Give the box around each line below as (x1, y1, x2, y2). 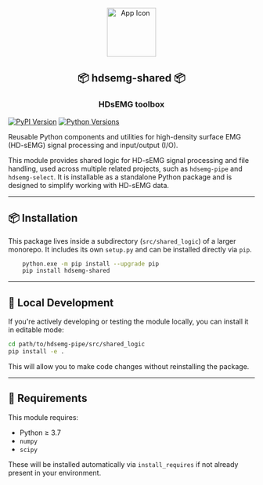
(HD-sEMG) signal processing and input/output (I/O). (8, 140, 178, 150)
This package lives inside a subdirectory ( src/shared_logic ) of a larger (8, 236, 236, 245)
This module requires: (8, 412, 79, 422)
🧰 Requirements (8, 392, 88, 405)
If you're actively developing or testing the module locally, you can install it (8, 317, 249, 327)
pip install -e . (8, 347, 65, 355)
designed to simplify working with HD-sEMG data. (8, 180, 170, 190)
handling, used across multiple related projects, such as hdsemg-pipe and (8, 164, 243, 173)
